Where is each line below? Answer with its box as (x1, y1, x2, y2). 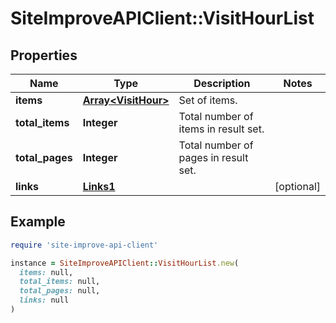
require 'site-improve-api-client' (10, 240, 159, 250)
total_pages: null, (19, 286, 101, 296)
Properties (10, 47, 78, 64)
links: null (19, 295, 70, 306)
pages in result (178, 151, 249, 164)
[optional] (274, 180, 321, 193)
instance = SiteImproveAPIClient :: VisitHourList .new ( (10, 258, 240, 268)
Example (10, 213, 66, 231)
